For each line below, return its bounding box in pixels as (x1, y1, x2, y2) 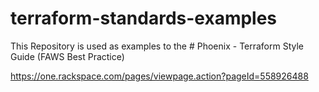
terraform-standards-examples (10, 7, 278, 30)
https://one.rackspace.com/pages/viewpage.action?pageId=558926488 (10, 70, 309, 82)
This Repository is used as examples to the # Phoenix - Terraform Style (10, 40, 305, 52)
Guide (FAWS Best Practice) (10, 50, 125, 62)
